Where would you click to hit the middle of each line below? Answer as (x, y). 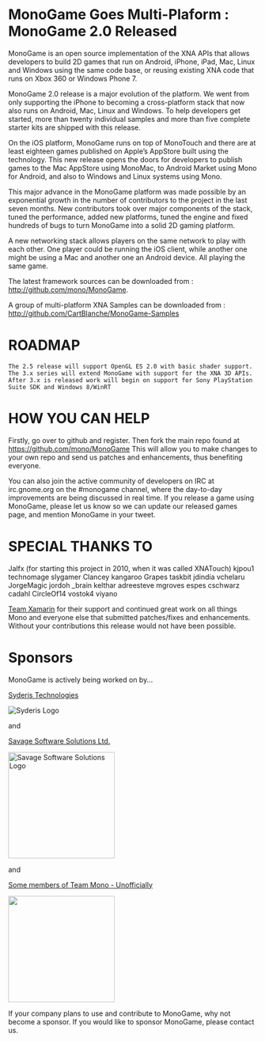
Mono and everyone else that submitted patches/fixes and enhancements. (129, 617)
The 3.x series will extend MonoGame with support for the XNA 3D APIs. (131, 373)
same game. (28, 266)
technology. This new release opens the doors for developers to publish (125, 159)
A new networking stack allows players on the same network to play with (127, 240)
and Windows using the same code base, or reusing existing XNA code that (131, 70)
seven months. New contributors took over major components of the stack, (131, 208)
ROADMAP (44, 345)
